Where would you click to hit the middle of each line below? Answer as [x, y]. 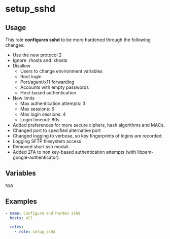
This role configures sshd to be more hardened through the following [78, 40]
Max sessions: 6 [37, 109]
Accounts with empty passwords [55, 87]
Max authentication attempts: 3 [53, 104]
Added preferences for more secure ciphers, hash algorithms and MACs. [89, 125]
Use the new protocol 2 [37, 55]
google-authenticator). [36, 157]
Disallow [21, 66]
